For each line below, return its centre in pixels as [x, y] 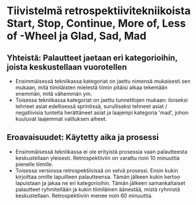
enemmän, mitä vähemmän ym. [54, 94]
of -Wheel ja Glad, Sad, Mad [77, 36]
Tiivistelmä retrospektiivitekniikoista [99, 11]
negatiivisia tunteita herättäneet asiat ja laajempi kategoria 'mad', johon [102, 113]
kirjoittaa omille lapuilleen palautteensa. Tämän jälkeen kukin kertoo [97, 177]
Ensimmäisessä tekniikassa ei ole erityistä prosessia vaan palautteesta [101, 151]
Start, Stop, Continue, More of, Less [96, 23]
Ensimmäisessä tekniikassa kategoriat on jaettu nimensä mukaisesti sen [103, 81]
